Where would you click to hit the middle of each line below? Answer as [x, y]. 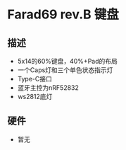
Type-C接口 [35, 79]
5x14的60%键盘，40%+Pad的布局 [68, 61]
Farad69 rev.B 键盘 [63, 15]
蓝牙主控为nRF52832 [48, 88]
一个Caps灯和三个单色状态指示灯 [65, 70]
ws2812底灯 [35, 97]
